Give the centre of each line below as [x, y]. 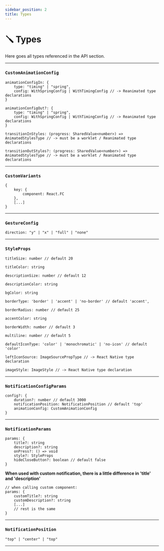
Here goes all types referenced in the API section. [55, 56]
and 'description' [23, 479]
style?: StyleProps [34, 456]
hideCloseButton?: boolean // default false [60, 460]
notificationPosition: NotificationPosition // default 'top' [78, 404]
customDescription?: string [42, 501]
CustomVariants [23, 176]
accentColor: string [26, 318]
